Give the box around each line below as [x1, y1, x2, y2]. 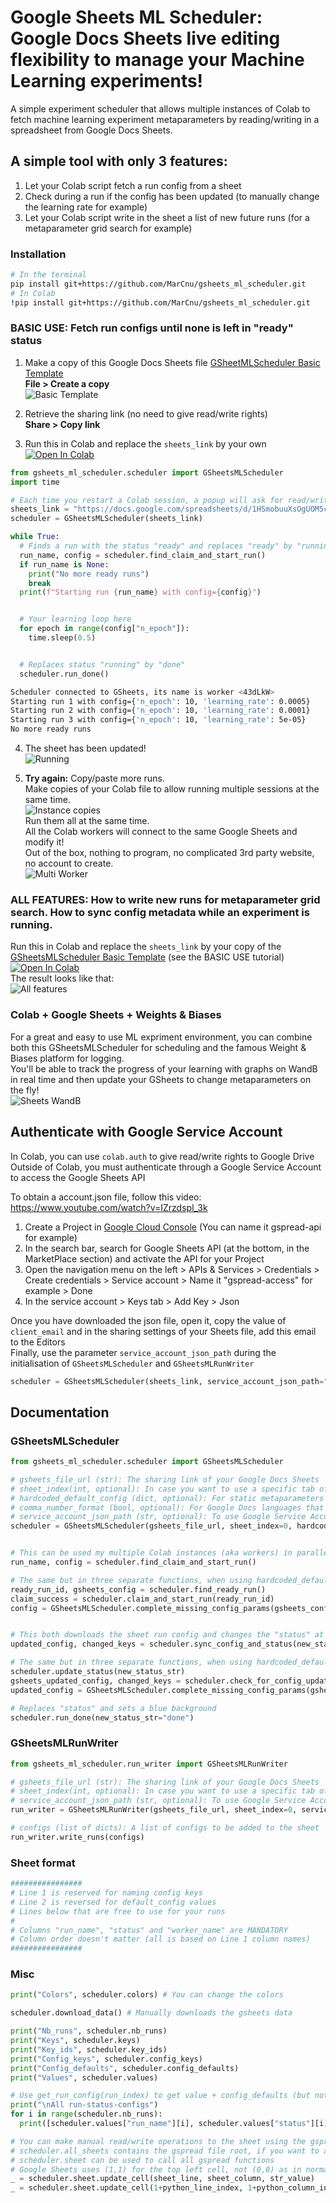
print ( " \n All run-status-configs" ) [10, 2100, 159, 2110]
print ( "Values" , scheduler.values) [10, 2072, 159, 2083]
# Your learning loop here [19, 614, 132, 625]
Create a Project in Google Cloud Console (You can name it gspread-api [24, 1221, 322, 1233]
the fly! [10, 1084, 40, 1096]
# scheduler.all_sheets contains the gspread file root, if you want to [10, 2146, 320, 2156]
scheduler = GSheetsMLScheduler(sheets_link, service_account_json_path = [10, 1376, 325, 1386]
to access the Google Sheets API [10, 1171, 146, 1183]
